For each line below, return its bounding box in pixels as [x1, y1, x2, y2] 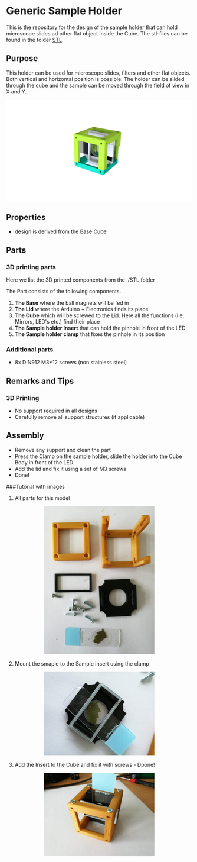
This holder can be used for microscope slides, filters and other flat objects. [6, 69, 191, 76]
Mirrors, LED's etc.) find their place [14, 318, 100, 325]
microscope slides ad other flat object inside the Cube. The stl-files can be [6, 30, 188, 37]
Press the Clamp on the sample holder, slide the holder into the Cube [14, 453, 182, 460]
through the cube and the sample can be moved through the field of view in [6, 82, 190, 89]
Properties [6, 212, 46, 222]
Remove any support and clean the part [14, 446, 111, 453]
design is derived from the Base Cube [14, 228, 107, 235]
